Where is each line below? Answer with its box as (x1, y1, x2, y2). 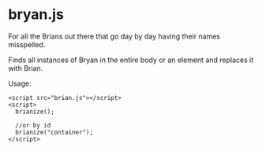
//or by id (15, 121, 51, 129)
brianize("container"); (15, 128, 93, 136)
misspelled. (8, 39, 46, 49)
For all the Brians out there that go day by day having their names (8, 31, 221, 41)
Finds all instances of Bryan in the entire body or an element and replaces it (8, 55, 254, 64)
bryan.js (8, 6, 65, 24)
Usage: (8, 79, 32, 88)
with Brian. (8, 63, 43, 72)
